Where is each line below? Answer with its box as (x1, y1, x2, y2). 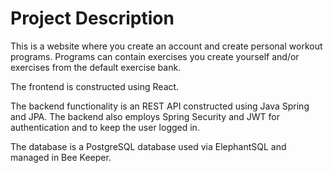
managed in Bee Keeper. (10, 151, 112, 163)
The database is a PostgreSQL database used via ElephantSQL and (10, 140, 287, 152)
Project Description (10, 7, 175, 30)
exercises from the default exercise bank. (10, 61, 182, 73)
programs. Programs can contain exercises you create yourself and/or (10, 50, 300, 62)
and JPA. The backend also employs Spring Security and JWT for (10, 110, 281, 122)
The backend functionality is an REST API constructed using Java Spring (10, 100, 310, 112)
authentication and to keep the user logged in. (10, 121, 200, 133)
